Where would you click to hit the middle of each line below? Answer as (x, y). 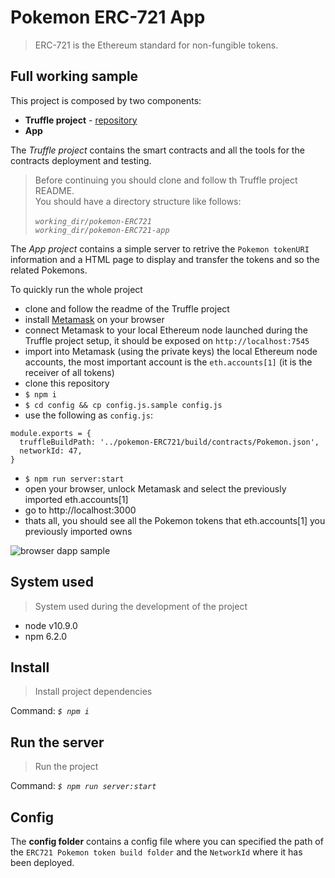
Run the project (66, 767)
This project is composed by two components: (106, 100)
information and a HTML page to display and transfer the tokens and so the (165, 259)
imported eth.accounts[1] (76, 499)
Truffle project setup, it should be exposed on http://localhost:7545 (167, 340)
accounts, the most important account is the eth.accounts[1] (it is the (168, 362)
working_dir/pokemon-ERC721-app (102, 230)
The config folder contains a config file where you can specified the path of (167, 841)
